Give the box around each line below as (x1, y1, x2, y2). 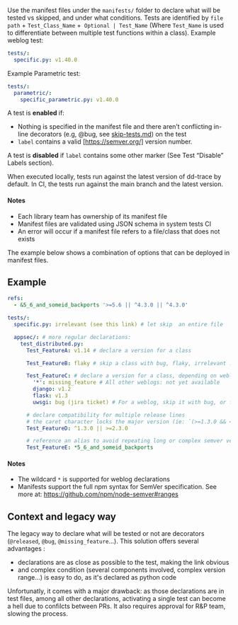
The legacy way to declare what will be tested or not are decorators (7, 529, 205, 538)
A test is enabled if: (7, 109, 65, 117)
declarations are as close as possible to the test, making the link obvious (17, 558, 229, 567)
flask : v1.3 (33, 392, 69, 399)
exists (17, 234, 35, 243)
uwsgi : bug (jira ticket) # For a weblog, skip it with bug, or (33, 398, 227, 406)
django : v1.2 (33, 386, 72, 393)
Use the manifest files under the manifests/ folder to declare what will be (7, 6, 221, 14)
